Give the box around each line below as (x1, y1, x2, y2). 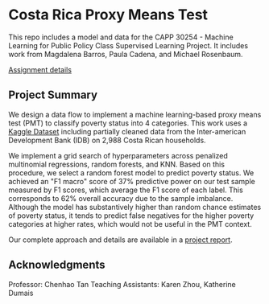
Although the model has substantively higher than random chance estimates (8, 202, 262, 212)
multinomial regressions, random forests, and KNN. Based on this (8, 159, 226, 169)
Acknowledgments (8, 258, 106, 272)
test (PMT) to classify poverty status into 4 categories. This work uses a (8, 118, 248, 128)
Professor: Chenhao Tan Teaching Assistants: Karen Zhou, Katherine (8, 279, 236, 289)
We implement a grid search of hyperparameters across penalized (8, 150, 228, 160)
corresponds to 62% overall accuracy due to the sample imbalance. (8, 193, 234, 203)
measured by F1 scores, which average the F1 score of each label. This (8, 185, 243, 195)
